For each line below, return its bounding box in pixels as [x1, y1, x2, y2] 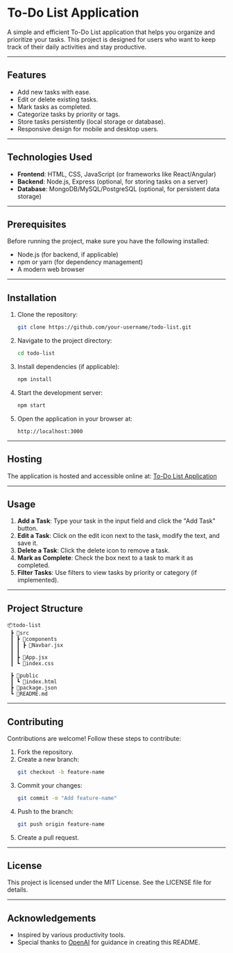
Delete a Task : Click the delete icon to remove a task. [17, 546, 170, 555]
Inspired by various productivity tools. [17, 931, 126, 939]
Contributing [7, 716, 64, 728]
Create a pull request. [17, 833, 80, 842]
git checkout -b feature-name [17, 768, 105, 776]
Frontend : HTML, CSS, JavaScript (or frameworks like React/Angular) [17, 170, 216, 178]
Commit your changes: [17, 781, 83, 790]
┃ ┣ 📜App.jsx [10, 654, 49, 661]
